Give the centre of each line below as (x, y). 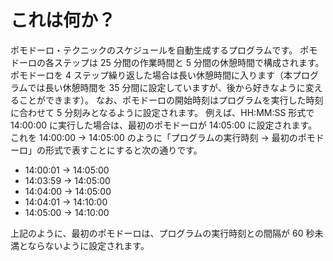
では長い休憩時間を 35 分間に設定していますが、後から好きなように (166, 87)
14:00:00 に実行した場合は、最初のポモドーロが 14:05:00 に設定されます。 (164, 125)
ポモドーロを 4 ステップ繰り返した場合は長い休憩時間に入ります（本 (151, 75)
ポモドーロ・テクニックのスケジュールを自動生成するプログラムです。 (154, 50)
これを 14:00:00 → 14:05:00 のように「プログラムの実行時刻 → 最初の (154, 137)
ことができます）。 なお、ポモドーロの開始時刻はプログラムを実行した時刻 (171, 100)
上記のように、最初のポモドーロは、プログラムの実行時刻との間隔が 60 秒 (162, 233)
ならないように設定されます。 (88, 245)
